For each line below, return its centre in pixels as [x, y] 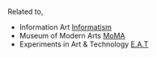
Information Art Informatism [66, 27]
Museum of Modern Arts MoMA [72, 36]
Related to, [25, 12]
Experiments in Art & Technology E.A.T [84, 44]
